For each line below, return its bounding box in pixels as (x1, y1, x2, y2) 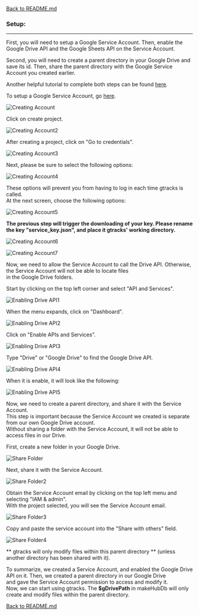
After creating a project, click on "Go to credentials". (6, 138, 134, 146)
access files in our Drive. (6, 432, 67, 439)
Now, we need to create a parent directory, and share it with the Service (6, 400, 182, 408)
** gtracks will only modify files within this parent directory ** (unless (6, 548, 176, 555)
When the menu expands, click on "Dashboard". (6, 308, 123, 316)
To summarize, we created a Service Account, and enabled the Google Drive (6, 566, 193, 573)
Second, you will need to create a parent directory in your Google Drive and (6, 56, 191, 64)
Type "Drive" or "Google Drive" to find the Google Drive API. (6, 354, 153, 361)
